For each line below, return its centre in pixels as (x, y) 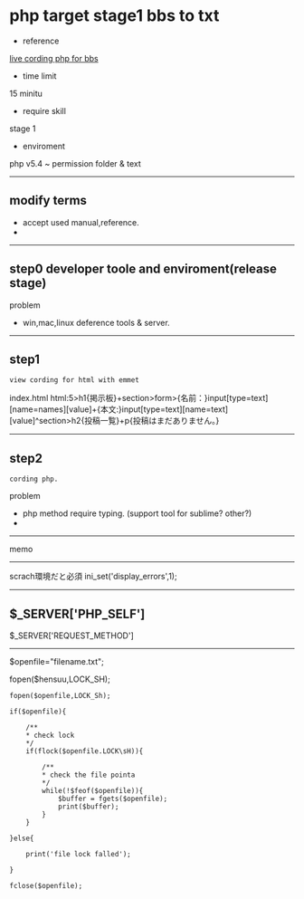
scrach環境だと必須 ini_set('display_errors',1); (94, 577)
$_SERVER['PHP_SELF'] (77, 613)
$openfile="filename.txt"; (57, 661)
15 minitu (26, 93)
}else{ (22, 838)
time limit (39, 76)
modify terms (48, 201)
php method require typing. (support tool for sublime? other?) (137, 513)
